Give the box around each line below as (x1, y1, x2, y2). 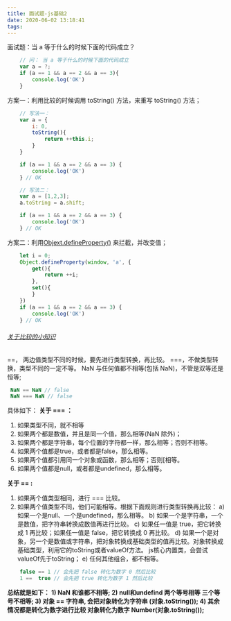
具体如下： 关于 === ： (7, 407, 73, 415)
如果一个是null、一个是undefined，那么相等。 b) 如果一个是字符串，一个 (17, 511, 223, 520)
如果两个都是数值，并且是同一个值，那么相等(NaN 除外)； (17, 429, 182, 438)
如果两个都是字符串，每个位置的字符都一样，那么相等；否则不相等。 (17, 439, 212, 447)
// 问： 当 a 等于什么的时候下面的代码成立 (19, 57, 129, 64)
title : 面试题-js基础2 (7, 10, 68, 17)
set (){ (32, 284, 51, 291)
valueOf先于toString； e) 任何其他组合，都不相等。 (17, 554, 163, 563)
